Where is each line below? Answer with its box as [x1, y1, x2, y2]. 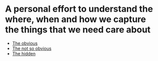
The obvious [12, 40, 38, 46]
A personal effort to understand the [5, 3, 154, 15]
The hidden [12, 50, 36, 57]
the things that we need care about [5, 24, 151, 35]
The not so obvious [12, 45, 52, 51]
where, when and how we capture [5, 14, 146, 25]
